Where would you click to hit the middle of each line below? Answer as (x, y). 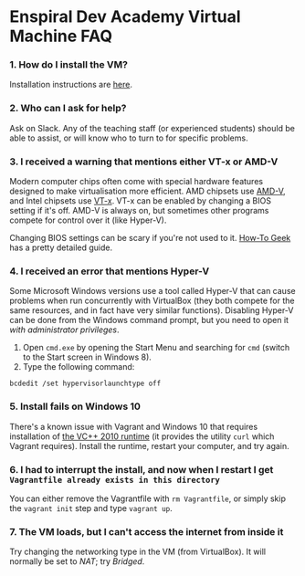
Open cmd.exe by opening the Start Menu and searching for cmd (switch (156, 348)
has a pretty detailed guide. (61, 247)
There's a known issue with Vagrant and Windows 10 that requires (134, 426)
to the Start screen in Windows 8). (87, 357)
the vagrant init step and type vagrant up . (91, 508)
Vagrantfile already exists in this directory (115, 480)
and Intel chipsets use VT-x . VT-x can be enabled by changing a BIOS (141, 201)
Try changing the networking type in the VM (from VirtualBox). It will (138, 552)
